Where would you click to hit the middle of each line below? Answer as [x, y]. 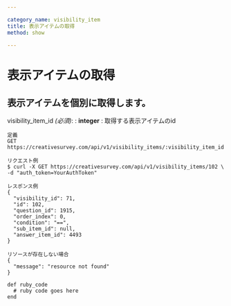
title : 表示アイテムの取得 [41, 26]
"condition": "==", [41, 223]
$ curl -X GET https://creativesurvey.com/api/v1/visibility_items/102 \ [116, 167]
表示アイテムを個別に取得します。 [79, 102]
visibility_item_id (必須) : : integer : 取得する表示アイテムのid [92, 121]
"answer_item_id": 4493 [47, 235]
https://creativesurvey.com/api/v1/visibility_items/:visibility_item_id [116, 147]
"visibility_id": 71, [45, 198]
